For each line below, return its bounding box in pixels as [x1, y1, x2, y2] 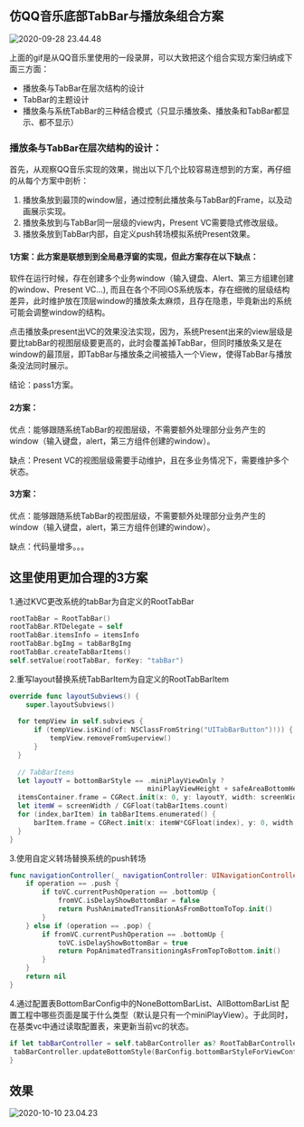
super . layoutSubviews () [25, 700, 116, 710]
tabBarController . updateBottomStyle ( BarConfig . [13, 1047, 196, 1056]
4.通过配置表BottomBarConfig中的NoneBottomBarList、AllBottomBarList [9, 997, 280, 1009]
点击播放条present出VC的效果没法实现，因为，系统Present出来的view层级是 [9, 326, 293, 338]
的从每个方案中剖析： [9, 175, 89, 186]
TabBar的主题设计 [22, 93, 90, 104]
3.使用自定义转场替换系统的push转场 [9, 852, 147, 864]
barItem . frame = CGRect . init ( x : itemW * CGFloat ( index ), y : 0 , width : [33, 818, 298, 828]
